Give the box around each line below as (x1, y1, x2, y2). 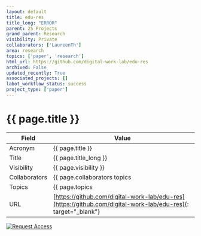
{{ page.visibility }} (53, 163, 105, 171)
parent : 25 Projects (6, 25, 58, 32)
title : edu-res (6, 14, 44, 20)
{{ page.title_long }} (53, 154, 108, 162)
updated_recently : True (6, 70, 66, 76)
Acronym (9, 144, 35, 152)
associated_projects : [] (6, 75, 68, 81)
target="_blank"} (53, 207, 100, 216)
